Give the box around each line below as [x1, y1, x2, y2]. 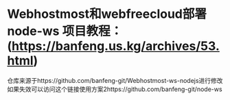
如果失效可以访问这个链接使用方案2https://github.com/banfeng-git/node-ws [7, 85, 222, 93]
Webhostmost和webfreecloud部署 [7, 6, 207, 22]
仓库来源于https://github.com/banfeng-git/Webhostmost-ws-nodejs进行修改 [7, 76, 223, 84]
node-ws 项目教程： [7, 23, 123, 39]
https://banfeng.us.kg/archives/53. [11, 38, 220, 54]
